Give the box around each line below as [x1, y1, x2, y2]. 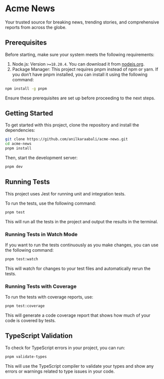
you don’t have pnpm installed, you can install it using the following [12, 71, 148, 77]
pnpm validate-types [5, 354, 47, 359]
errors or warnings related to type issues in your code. [5, 368, 115, 374]
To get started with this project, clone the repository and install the [5, 122, 140, 128]
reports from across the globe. [5, 24, 67, 30]
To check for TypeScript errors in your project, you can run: [5, 345, 125, 351]
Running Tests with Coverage [5, 283, 77, 289]
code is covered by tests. [5, 317, 56, 323]
